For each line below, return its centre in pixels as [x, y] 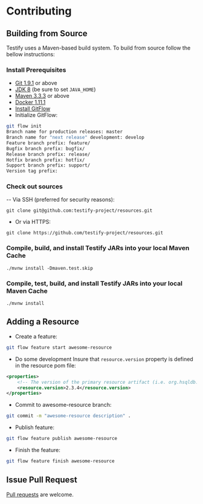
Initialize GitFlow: [36, 115]
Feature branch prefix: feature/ [48, 143]
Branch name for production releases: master [64, 132]
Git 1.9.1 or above [36, 83]
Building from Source [47, 33]
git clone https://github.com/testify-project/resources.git [85, 233]
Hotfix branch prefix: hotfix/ [46, 160]
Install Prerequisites [36, 69]
